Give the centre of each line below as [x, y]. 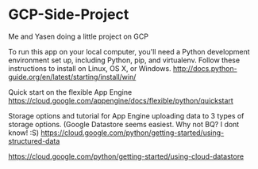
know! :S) [24, 133]
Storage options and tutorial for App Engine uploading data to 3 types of [126, 115]
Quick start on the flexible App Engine [70, 92]
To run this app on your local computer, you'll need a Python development [129, 51]
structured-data [34, 141]
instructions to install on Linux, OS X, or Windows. [90, 68]
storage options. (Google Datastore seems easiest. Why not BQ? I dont [124, 124]
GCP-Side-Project [69, 15]
